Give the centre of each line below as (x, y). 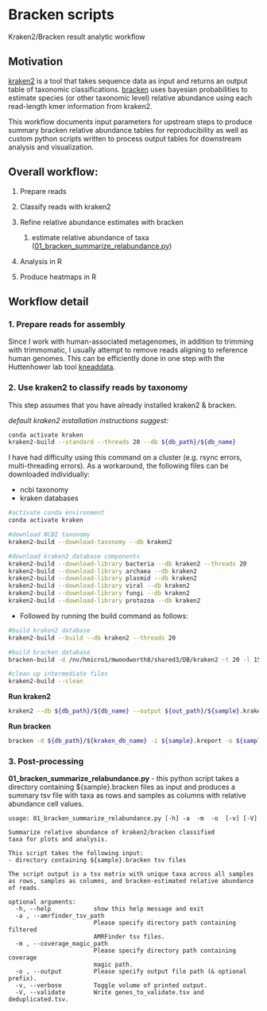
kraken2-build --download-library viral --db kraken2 (99, 586)
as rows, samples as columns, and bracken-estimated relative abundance (131, 881)
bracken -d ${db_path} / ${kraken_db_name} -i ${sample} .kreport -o (120, 741)
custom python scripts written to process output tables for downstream (125, 138)
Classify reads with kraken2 (65, 206)
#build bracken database (49, 652)
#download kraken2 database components (74, 556)
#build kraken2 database (49, 630)
